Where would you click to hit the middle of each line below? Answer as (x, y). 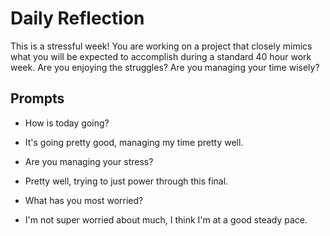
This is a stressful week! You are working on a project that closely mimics (161, 46)
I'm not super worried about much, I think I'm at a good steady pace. (166, 219)
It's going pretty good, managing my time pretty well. (134, 142)
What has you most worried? (84, 200)
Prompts (37, 98)
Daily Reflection (77, 18)
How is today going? (67, 123)
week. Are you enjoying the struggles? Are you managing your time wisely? (165, 67)
